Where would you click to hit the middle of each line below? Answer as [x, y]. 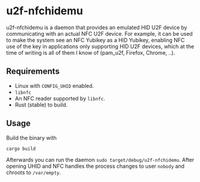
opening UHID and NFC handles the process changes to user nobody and [96, 166]
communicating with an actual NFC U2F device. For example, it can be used [99, 33]
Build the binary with [31, 137]
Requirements [33, 72]
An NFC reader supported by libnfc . [60, 98]
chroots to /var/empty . [34, 172]
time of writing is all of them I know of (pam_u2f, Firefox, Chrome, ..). [90, 52]
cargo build [21, 149]
